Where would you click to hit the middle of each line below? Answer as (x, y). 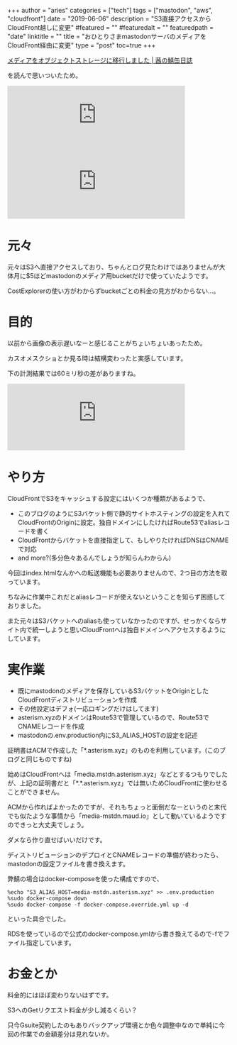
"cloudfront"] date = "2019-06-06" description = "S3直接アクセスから (109, 18)
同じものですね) (49, 759)
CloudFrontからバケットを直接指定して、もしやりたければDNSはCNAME (123, 540)
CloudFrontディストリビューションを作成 (77, 700)
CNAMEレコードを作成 (51, 726)
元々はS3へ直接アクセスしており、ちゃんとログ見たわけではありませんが (114, 267)
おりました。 (26, 605)
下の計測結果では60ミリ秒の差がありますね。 (73, 373)
